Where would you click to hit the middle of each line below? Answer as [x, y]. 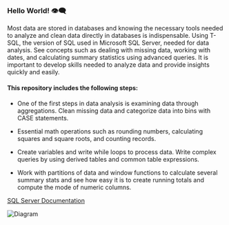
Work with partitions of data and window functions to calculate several [117, 172]
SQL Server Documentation [46, 200]
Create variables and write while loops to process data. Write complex [117, 152]
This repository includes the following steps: [73, 87]
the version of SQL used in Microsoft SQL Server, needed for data [116, 43]
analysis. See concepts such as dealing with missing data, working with [109, 50]
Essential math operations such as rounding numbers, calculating [110, 131]
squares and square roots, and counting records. [87, 138]
